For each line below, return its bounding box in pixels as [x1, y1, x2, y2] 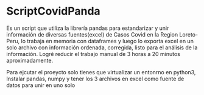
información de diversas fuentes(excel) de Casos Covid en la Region [6, 30, 178, 38]
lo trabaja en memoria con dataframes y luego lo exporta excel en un [21, 37, 194, 44]
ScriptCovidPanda [6, 4, 100, 18]
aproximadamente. [6, 57, 54, 64]
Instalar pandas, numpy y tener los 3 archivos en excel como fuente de [6, 75, 185, 82]
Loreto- [179, 30, 199, 38]
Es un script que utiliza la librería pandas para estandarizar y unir [6, 24, 169, 32]
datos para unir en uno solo [6, 81, 76, 89]
